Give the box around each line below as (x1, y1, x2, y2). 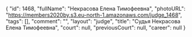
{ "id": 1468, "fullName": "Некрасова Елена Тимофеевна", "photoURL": (5, 5, 186, 12)
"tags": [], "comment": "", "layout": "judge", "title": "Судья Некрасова (5, 18, 180, 24)
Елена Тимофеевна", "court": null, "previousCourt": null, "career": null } (5, 24, 186, 31)
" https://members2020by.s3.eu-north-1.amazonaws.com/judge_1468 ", (5, 11, 182, 18)
